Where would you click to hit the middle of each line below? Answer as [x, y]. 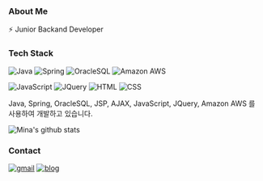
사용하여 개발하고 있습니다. [51, 113]
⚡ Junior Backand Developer [56, 29]
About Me [28, 11]
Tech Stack [31, 53]
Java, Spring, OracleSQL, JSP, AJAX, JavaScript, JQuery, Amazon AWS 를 [132, 103]
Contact [25, 150]
